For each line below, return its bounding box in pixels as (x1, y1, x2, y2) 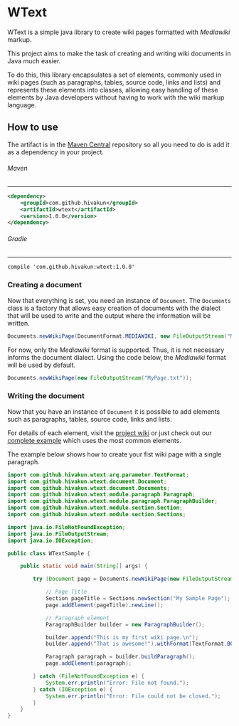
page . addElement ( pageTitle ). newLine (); (45, 602, 164, 609)
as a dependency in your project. (7, 147, 105, 156)
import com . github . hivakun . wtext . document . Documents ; (7, 484, 171, 491)
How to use (7, 122, 58, 134)
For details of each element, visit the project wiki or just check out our (7, 428, 212, 437)
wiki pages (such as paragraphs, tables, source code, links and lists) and (7, 78, 221, 86)
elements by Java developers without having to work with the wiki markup (7, 93, 225, 102)
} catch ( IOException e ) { (33, 685, 113, 693)
